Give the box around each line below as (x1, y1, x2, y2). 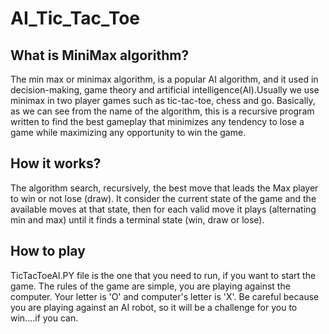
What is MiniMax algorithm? (10, 47, 190, 64)
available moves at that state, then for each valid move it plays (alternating (10, 203, 317, 215)
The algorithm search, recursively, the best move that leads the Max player (10, 182, 319, 194)
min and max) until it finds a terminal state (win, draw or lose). (10, 213, 265, 226)
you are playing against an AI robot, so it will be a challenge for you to (10, 301, 298, 313)
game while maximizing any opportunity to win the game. (10, 127, 247, 138)
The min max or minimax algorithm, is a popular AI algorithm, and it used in (10, 73, 319, 85)
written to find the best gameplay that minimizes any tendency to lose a (10, 116, 305, 127)
